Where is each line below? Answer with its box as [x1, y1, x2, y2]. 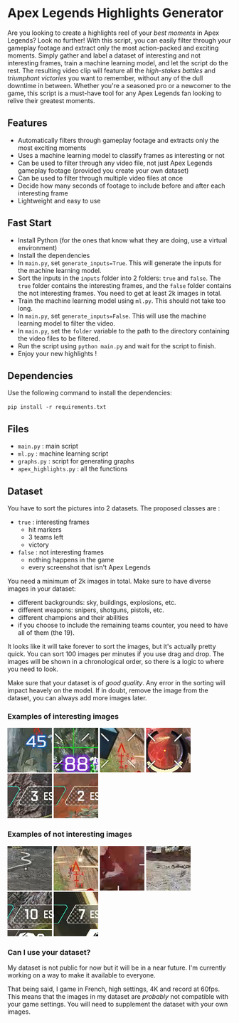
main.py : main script [17, 442, 78, 451]
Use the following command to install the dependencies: [7, 389, 172, 397]
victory [28, 540, 50, 549]
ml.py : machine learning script [17, 449, 109, 458]
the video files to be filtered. [17, 334, 101, 343]
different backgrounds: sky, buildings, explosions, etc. [17, 599, 176, 606]
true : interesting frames [17, 518, 90, 526]
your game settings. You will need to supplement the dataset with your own [7, 1000, 228, 1008]
